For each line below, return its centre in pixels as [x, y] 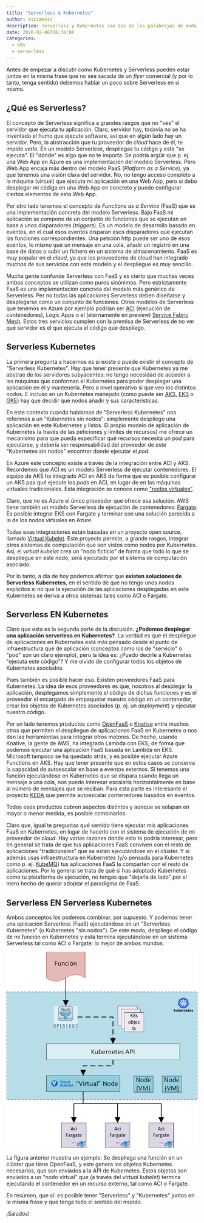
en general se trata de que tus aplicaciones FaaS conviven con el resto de [99, 845]
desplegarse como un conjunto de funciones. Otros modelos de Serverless [100, 302]
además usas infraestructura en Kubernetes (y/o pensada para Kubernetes [100, 858]
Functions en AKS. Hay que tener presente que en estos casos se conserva [101, 763]
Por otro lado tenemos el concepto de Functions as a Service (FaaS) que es [101, 206]
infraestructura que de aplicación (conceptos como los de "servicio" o [94, 648]
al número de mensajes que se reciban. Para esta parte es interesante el [97, 789]
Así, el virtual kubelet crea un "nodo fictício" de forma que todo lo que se [98, 551]
